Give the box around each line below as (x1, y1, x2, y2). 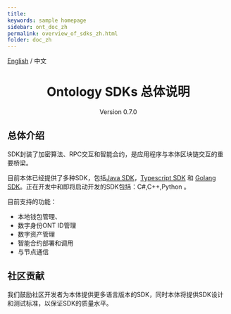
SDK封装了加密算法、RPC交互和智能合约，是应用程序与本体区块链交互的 (7, 149, 218, 158)
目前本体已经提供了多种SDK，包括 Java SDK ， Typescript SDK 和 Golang (7, 173, 216, 182)
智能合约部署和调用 (17, 239, 74, 247)
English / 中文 (7, 57, 47, 65)
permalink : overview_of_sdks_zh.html (7, 30, 118, 37)
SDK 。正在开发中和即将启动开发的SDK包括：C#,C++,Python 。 (7, 182, 190, 191)
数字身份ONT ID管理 (17, 221, 76, 230)
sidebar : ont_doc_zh (7, 23, 68, 30)
